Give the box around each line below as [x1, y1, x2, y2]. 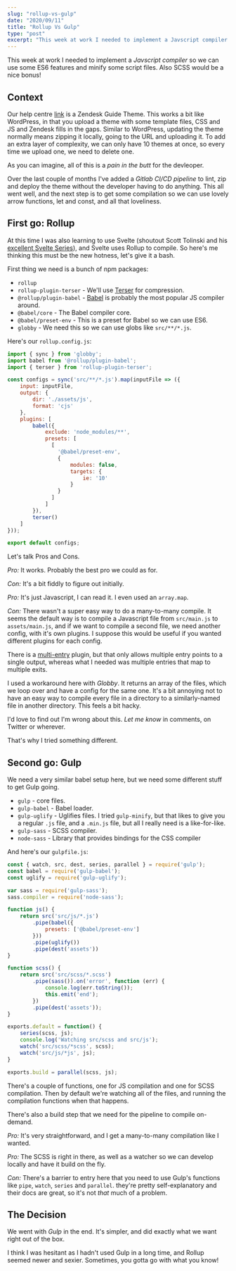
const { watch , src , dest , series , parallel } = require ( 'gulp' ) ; [7, 861, 206, 868]
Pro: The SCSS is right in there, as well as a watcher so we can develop [7, 1152, 214, 1160]
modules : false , [70, 461, 118, 468]
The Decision [7, 1208, 67, 1220]
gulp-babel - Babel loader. [17, 804, 93, 813]
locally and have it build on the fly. [7, 1160, 107, 1168]
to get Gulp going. [7, 783, 60, 791]
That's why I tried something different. [7, 737, 118, 745]
